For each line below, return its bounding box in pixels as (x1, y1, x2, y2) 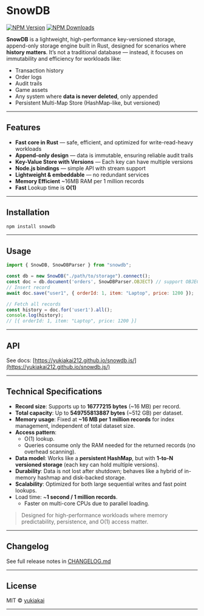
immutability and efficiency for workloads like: (6, 55, 121, 62)
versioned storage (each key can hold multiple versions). (15, 461, 159, 468)
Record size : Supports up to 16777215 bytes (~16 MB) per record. (15, 402, 181, 410)
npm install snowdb (6, 223, 56, 229)
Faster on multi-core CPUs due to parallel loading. (24, 500, 150, 507)
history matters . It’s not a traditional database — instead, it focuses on (6, 48, 183, 55)
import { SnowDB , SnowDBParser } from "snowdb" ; (6, 262, 132, 268)
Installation (6, 208, 50, 218)
